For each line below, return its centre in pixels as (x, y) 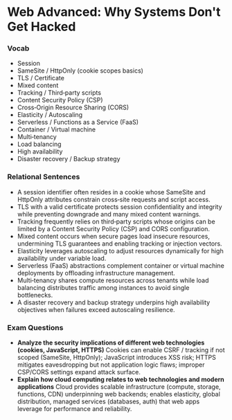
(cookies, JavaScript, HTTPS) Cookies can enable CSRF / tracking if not (121, 350)
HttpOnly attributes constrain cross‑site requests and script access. (114, 199)
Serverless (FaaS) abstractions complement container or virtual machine (121, 265)
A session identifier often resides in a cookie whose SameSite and (111, 192)
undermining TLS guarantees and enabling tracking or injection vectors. (120, 244)
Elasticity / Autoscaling (50, 115)
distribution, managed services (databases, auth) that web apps (108, 401)
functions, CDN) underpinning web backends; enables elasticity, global (118, 394)
